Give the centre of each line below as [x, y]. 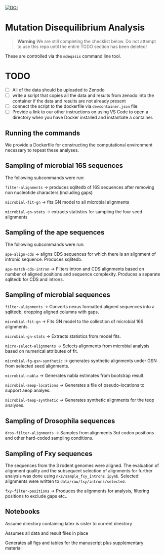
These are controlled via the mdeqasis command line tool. [63, 56]
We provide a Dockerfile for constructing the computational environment [79, 145]
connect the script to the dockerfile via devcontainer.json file [75, 106]
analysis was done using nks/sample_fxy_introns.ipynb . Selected [72, 476]
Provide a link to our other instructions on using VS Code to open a [80, 112]
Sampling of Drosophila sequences [60, 421]
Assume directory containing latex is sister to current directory [69, 523]
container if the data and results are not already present [69, 101]
